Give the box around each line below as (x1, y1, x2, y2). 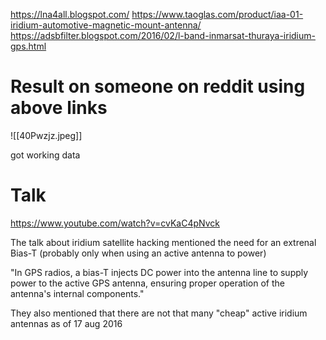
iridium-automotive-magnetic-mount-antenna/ (10, 19, 202, 31)
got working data (10, 149, 81, 161)
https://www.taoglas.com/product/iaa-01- (131, 9, 304, 20)
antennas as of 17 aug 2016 (10, 317, 123, 329)
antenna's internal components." (10, 287, 145, 299)
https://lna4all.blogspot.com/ (10, 9, 130, 20)
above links (10, 97, 108, 119)
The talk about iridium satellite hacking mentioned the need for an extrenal (10, 236, 317, 248)
